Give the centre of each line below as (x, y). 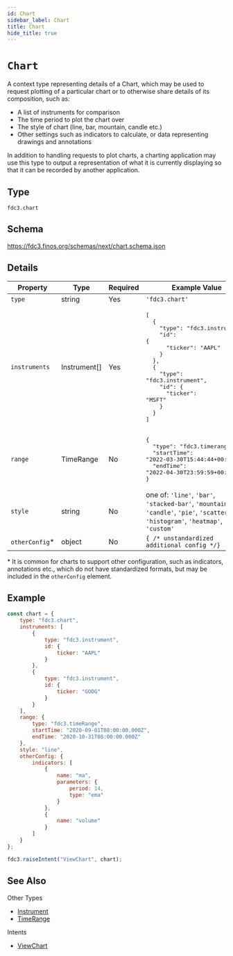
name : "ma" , (74, 776)
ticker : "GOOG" (78, 691)
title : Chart (26, 26)
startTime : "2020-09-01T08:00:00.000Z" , (91, 731)
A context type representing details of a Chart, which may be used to (106, 84)
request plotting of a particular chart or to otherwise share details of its (109, 92)
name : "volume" (78, 821)
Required (124, 287)
